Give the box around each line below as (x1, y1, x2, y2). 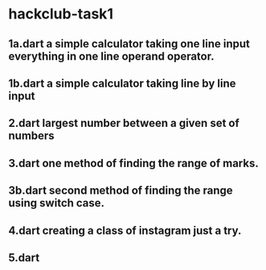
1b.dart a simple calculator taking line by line (8, 76, 236, 90)
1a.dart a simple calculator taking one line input (8, 37, 251, 51)
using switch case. (8, 196, 105, 210)
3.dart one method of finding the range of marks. (8, 156, 259, 170)
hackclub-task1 (8, 5, 114, 23)
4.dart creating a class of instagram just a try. (8, 223, 242, 237)
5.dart (8, 251, 40, 264)
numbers (8, 129, 55, 143)
